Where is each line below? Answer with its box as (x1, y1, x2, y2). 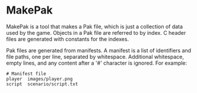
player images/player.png (6, 76, 73, 82)
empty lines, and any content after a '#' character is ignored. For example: (6, 59, 188, 67)
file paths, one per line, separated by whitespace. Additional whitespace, (6, 53, 184, 60)
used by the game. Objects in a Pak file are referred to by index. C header (6, 29, 186, 36)
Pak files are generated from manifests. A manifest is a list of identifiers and (6, 46, 192, 54)
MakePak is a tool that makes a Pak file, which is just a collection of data (6, 23, 183, 30)
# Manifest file (6, 71, 46, 77)
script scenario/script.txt (6, 81, 78, 87)
